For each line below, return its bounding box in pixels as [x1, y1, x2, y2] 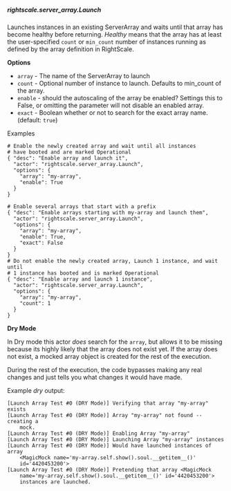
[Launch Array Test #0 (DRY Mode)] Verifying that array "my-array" [7, 400, 209, 407]
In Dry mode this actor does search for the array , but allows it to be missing [7, 337, 223, 346]
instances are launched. [19, 478, 91, 485]
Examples [7, 129, 35, 138]
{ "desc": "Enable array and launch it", [7, 154, 129, 162]
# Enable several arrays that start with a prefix [7, 203, 156, 210]
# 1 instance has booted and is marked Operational [7, 270, 159, 277]
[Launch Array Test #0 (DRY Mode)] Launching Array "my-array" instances [7, 436, 225, 443]
